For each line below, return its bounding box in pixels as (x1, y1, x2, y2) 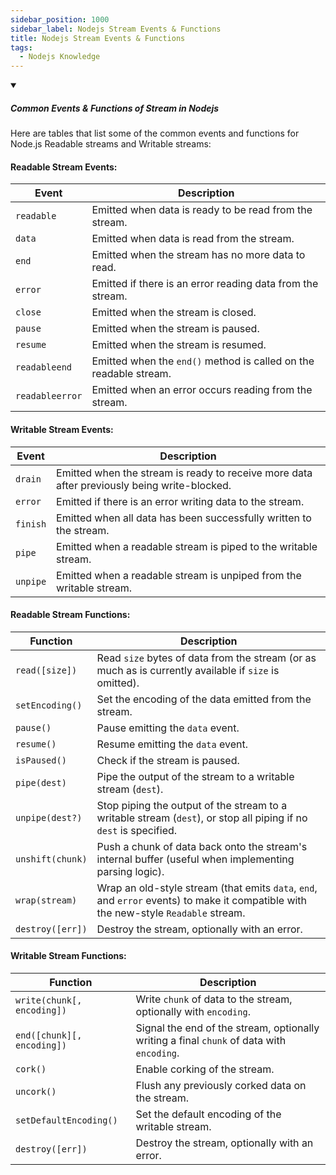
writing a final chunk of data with (135, 1033, 287, 1047)
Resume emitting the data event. (96, 737, 249, 751)
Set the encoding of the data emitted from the (96, 692, 312, 706)
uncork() (15, 1086, 57, 1097)
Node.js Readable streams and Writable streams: (10, 138, 212, 150)
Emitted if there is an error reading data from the (91, 277, 319, 291)
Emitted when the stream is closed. (91, 306, 257, 320)
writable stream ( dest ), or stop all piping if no (96, 811, 308, 825)
